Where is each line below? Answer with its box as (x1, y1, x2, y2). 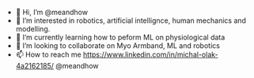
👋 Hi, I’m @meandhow (15, 8, 89, 17)
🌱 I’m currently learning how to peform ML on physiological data (15, 32, 226, 42)
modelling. (15, 24, 51, 33)
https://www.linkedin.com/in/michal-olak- (82, 50, 219, 59)
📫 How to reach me (15, 50, 82, 59)
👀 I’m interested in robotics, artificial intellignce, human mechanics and (15, 16, 247, 25)
